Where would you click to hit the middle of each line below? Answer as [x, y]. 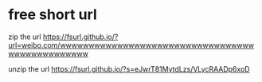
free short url [53, 15]
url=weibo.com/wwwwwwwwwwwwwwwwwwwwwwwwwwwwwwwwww [131, 45]
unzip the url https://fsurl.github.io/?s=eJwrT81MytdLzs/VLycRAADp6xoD [129, 68]
